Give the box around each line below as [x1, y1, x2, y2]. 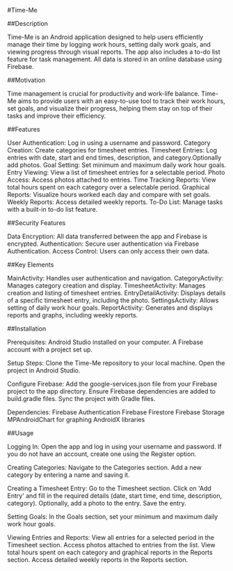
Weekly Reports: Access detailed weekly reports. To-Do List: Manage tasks [7, 198, 223, 206]
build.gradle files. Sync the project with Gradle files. [7, 395, 156, 402]
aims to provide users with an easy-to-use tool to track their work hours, [17, 97, 226, 105]
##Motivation [7, 76, 46, 84]
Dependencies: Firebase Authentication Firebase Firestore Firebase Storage [7, 408, 225, 416]
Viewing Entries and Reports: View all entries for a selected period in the [7, 533, 214, 542]
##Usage [7, 429, 34, 437]
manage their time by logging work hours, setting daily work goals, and [7, 40, 211, 48]
